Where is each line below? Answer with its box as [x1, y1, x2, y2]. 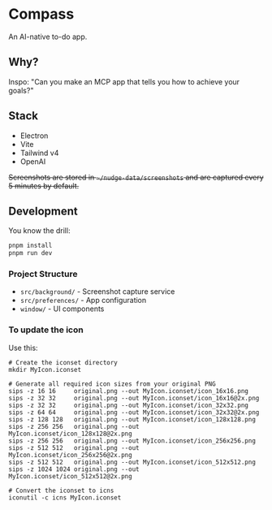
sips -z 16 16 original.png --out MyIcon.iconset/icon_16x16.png [8, 387, 249, 395]
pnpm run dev [8, 249, 53, 257]
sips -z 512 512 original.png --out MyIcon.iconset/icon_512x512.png [8, 458, 256, 466]
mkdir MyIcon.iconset [8, 365, 82, 374]
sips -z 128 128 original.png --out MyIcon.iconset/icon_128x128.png [8, 415, 256, 423]
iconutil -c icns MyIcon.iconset [8, 493, 122, 502]
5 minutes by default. [8, 180, 80, 191]
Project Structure [8, 269, 78, 280]
